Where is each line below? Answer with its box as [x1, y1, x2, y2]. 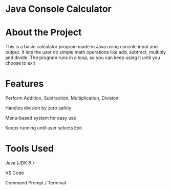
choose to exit [5, 60, 35, 66]
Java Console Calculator [5, 3, 112, 15]
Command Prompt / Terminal [5, 180, 67, 185]
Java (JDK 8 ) [5, 160, 34, 166]
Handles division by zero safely [5, 105, 72, 111]
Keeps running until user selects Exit [5, 125, 82, 131]
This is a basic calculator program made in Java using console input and [5, 44, 158, 50]
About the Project [5, 27, 82, 39]
